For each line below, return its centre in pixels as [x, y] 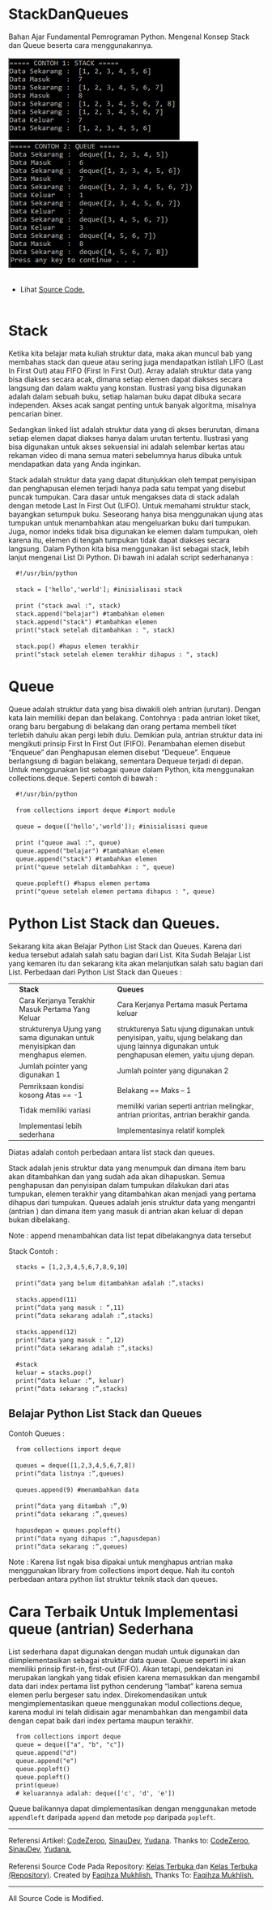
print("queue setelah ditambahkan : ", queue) [96, 867]
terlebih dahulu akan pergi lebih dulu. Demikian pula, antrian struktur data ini [136, 735]
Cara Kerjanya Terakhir [57, 1000]
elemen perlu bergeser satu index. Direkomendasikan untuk [108, 1695]
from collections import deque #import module [96, 810]
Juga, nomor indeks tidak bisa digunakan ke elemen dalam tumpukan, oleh [133, 531]
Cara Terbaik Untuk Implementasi [123, 1612]
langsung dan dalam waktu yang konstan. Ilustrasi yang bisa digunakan [127, 387]
